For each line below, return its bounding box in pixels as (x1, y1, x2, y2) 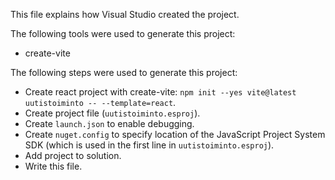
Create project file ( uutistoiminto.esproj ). (24, 107, 201, 119)
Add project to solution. (24, 150, 122, 161)
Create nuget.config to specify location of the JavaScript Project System (24, 129, 326, 140)
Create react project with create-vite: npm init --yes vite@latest (24, 86, 297, 98)
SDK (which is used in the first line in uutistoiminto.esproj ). (24, 139, 275, 151)
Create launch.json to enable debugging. (24, 118, 195, 129)
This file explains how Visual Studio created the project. (10, 9, 240, 20)
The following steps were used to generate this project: (10, 67, 238, 78)
